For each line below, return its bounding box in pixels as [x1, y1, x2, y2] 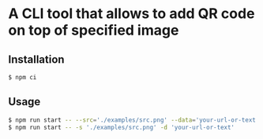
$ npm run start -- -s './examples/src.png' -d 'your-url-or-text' [8, 123, 235, 131]
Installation [8, 53, 65, 66]
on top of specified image [8, 21, 179, 39]
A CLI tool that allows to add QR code [8, 5, 255, 23]
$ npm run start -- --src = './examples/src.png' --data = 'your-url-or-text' [8, 115, 260, 124]
